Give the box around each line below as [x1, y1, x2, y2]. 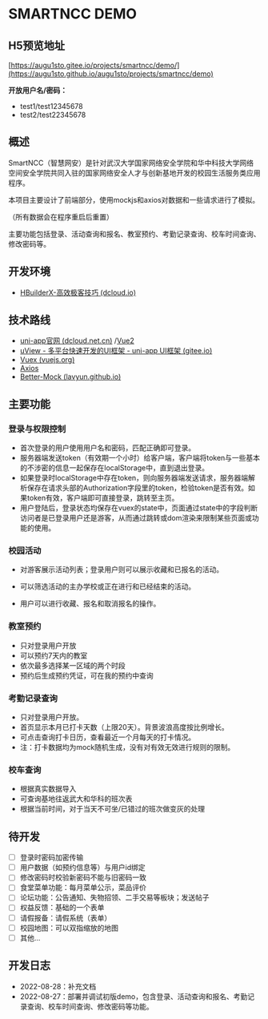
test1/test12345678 [19, 102, 83, 111]
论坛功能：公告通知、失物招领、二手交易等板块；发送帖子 [19, 892, 210, 902]
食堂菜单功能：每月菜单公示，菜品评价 [19, 883, 146, 892]
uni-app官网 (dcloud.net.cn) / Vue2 [19, 336, 134, 345]
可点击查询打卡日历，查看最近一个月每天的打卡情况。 [19, 732, 196, 742]
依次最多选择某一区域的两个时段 [19, 660, 126, 670]
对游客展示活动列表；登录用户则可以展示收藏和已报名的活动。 [19, 565, 224, 574]
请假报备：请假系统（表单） [19, 912, 112, 922]
